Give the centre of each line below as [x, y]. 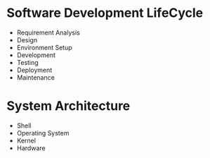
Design [27, 39]
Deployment [34, 70]
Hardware [31, 148]
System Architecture [68, 106]
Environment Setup [45, 47]
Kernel [26, 140]
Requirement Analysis [48, 32]
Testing [28, 62]
